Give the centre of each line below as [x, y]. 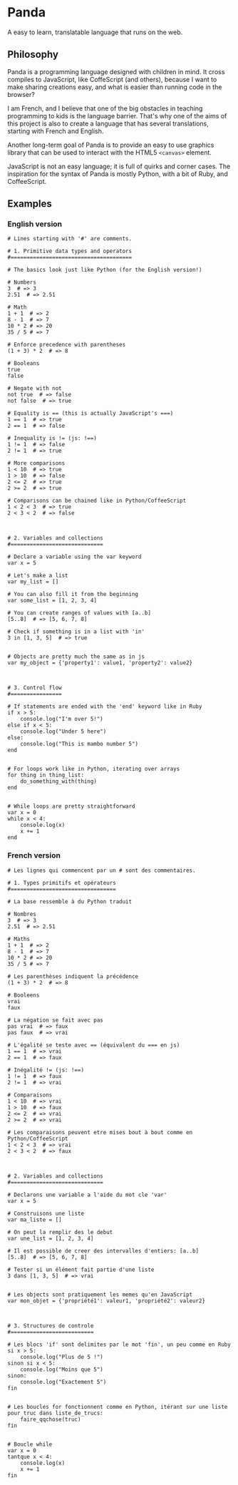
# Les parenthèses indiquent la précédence [73, 976]
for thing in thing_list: [46, 775]
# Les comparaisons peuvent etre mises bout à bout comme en [100, 1132]
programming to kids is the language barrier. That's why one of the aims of [117, 115]
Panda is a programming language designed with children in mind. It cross [116, 71]
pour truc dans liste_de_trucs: [55, 1413]
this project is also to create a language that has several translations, [108, 123]
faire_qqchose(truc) [51, 1419]
